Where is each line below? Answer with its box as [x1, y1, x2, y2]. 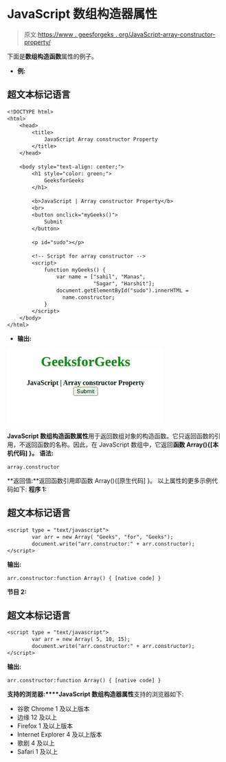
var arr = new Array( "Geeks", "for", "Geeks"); [32, 533, 174, 540]
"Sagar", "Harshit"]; [93, 280, 155, 287]
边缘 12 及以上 [16, 713, 57, 721]
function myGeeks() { [43, 266, 106, 273]
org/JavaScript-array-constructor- [118, 30, 216, 38]
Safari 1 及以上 [16, 748, 58, 756]
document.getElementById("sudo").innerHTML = [56, 287, 189, 294]
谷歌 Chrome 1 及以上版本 [16, 705, 90, 713]
